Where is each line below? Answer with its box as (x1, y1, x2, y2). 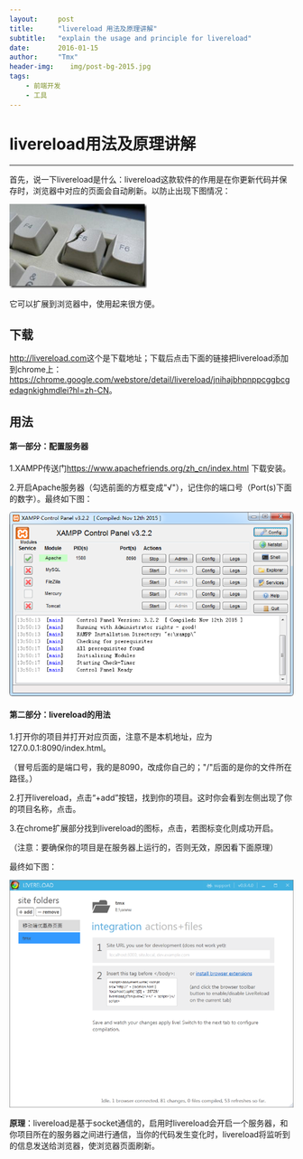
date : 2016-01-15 (9, 43, 99, 52)
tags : (9, 72, 30, 81)
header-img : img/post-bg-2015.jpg (9, 62, 151, 71)
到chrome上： (9, 364, 62, 375)
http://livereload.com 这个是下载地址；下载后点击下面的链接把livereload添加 (9, 353, 289, 363)
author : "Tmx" (9, 52, 78, 62)
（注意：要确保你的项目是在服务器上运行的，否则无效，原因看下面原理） (9, 842, 278, 853)
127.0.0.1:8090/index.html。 (9, 742, 111, 754)
